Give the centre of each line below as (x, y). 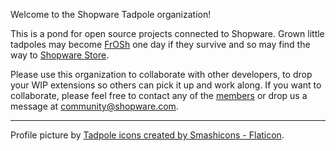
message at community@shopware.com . (94, 106)
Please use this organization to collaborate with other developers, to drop (161, 74)
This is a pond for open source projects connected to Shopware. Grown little (167, 33)
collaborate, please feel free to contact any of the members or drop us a (159, 95)
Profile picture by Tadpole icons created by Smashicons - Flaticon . (147, 135)
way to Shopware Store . (60, 55)
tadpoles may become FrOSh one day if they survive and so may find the (160, 44)
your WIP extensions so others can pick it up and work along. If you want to (166, 85)
